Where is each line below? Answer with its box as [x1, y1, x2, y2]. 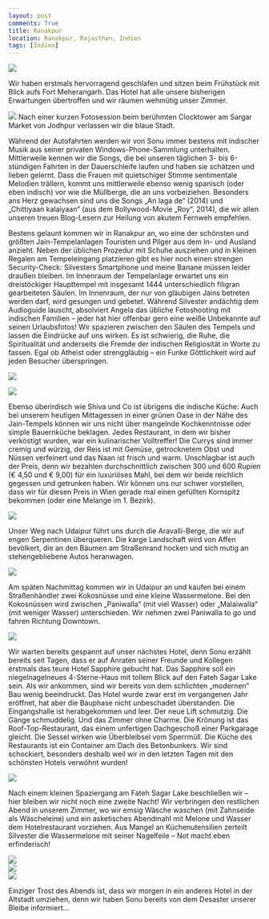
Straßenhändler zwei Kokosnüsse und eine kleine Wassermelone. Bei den [8, 591, 251, 601]
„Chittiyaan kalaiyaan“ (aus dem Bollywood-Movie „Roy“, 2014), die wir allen [8, 204, 259, 214]
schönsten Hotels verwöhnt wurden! [8, 758, 128, 767]
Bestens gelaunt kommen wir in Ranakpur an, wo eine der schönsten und [8, 229, 250, 238]
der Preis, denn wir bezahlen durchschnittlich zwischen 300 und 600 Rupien [8, 462, 261, 472]
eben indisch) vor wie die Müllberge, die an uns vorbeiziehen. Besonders [8, 188, 250, 197]
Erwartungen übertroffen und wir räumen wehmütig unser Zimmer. [8, 95, 228, 105]
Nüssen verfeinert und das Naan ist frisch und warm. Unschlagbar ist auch [8, 453, 255, 463]
